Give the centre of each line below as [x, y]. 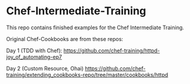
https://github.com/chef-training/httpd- [112, 50]
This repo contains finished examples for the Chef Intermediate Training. [95, 27]
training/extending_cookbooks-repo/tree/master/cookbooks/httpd [87, 74]
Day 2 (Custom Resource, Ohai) [45, 68]
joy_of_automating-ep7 [34, 57]
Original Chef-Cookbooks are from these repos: [65, 39]
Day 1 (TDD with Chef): [34, 50]
